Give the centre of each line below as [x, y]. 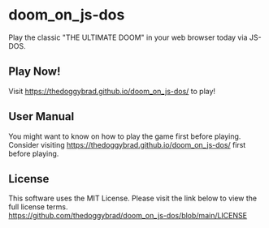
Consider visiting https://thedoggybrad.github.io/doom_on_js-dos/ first [127, 144]
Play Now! [35, 72]
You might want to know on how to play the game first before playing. [125, 136]
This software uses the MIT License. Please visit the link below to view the [133, 198]
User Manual [41, 116]
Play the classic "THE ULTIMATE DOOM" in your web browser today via [128, 37]
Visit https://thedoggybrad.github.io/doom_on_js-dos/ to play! [112, 91]
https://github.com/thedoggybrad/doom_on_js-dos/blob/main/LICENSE [128, 216]
